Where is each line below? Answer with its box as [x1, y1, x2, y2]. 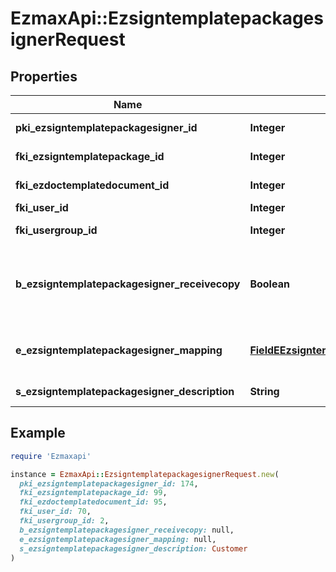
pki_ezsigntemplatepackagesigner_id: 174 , [19, 478, 199, 489]
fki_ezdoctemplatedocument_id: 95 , [19, 497, 168, 507]
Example [10, 425, 66, 442]
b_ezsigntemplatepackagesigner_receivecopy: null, [19, 525, 235, 535]
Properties [10, 68, 78, 85]
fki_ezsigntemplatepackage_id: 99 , [19, 488, 168, 498]
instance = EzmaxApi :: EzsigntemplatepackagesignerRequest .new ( [10, 469, 280, 479]
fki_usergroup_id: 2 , [19, 516, 110, 526]
